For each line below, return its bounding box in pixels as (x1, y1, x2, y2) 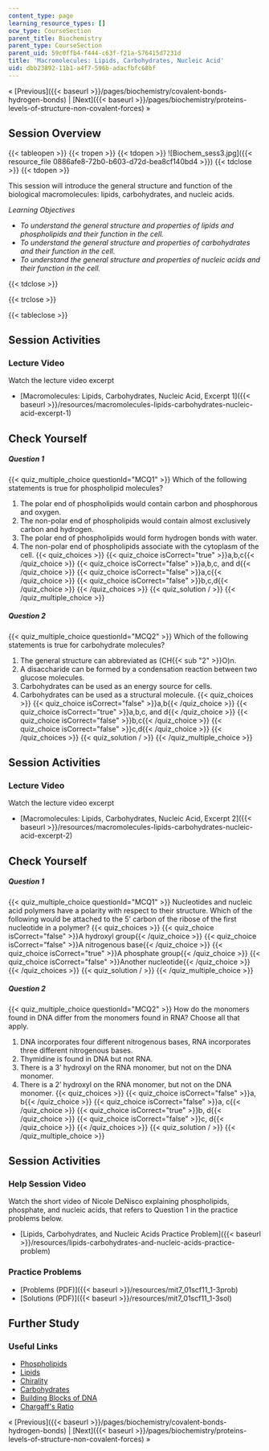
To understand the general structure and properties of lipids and (19, 221, 234, 230)
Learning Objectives (8, 204, 75, 214)
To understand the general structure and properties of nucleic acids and (19, 254, 261, 264)
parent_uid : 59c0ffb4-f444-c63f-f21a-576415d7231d (8, 49, 181, 57)
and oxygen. (19, 507, 62, 517)
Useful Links (8, 1341, 59, 1352)
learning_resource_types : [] (8, 19, 106, 27)
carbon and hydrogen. (19, 524, 94, 534)
